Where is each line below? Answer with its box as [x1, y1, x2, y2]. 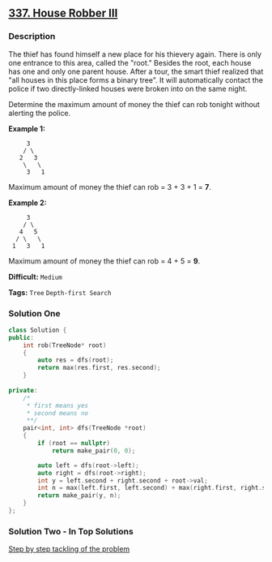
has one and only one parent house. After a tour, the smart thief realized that [8, 66, 264, 76]
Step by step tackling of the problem [8, 544, 130, 554]
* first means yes [26, 401, 89, 410]
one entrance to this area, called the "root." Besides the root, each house [8, 58, 252, 67]
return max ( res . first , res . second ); [37, 364, 161, 372]
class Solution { [8, 326, 67, 334]
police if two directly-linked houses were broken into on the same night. [8, 84, 248, 93]
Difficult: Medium [8, 272, 63, 281]
